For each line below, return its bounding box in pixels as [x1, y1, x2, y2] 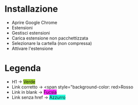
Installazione [4, 3, 58, 15]
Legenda [4, 63, 41, 74]
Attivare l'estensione [11, 45, 53, 51]
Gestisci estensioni [11, 30, 50, 36]
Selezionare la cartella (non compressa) [11, 40, 92, 46]
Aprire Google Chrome [11, 20, 57, 25]
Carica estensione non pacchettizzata [11, 35, 89, 41]
